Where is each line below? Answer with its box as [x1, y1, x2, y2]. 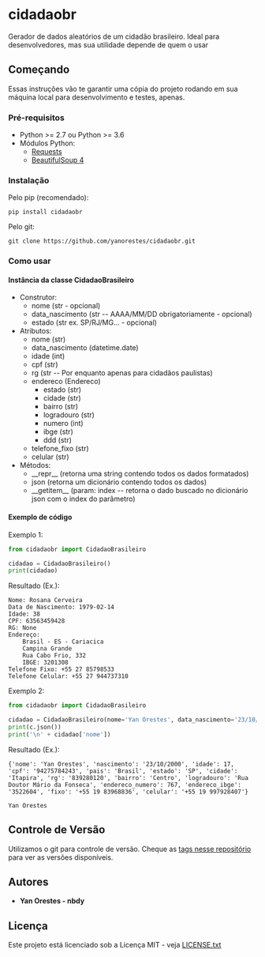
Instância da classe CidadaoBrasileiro [8, 275, 134, 284]
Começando [8, 63, 70, 77]
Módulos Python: [19, 138, 76, 148]
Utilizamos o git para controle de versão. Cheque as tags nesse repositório [8, 844, 252, 853]
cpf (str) [31, 360, 58, 369]
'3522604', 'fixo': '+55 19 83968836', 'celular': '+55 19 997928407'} [8, 788, 248, 796]
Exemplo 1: [8, 529, 43, 539]
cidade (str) [43, 394, 81, 403]
